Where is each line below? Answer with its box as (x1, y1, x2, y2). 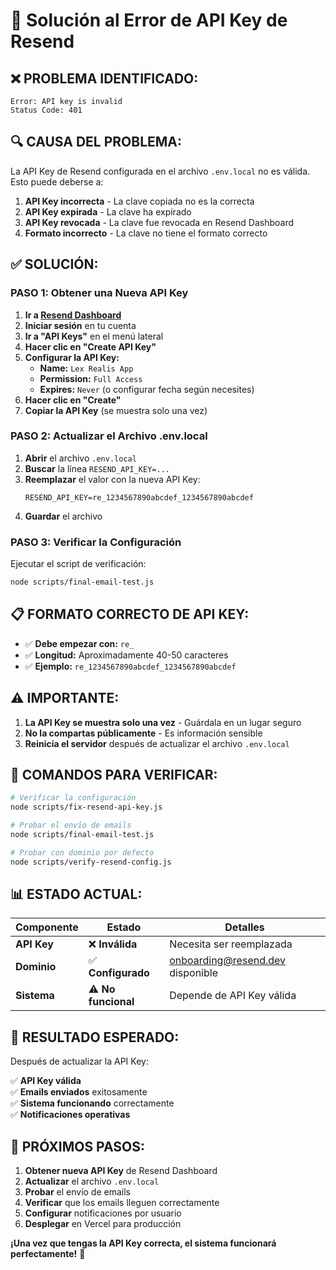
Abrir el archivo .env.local (24, 452, 137, 464)
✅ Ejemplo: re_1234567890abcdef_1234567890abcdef (24, 660, 237, 672)
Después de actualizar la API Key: (10, 1055, 149, 1068)
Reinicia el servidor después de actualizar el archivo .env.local (24, 737, 290, 749)
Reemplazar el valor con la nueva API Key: (24, 473, 201, 485)
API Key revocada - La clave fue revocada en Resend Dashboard (24, 216, 295, 228)
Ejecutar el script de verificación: (10, 558, 147, 570)
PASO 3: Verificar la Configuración (10, 535, 182, 549)
